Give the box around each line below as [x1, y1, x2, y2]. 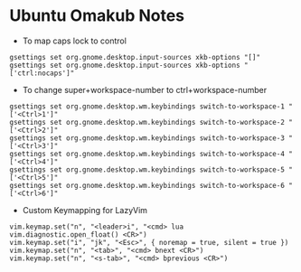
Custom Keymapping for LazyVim [22, 204, 147, 215]
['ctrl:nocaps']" [9, 69, 75, 78]
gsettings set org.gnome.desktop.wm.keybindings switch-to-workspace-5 [9, 164, 285, 174]
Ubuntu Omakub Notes [9, 5, 185, 26]
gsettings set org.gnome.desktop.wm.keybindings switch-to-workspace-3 [9, 133, 285, 143]
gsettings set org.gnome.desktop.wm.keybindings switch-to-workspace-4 [9, 149, 285, 158]
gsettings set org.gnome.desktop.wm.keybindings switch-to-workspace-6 [9, 181, 285, 190]
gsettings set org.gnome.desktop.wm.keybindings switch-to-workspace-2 [9, 117, 285, 127]
